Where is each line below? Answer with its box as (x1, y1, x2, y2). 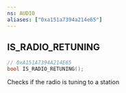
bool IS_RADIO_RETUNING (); (7, 66, 84, 73)
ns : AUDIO (7, 10, 36, 17)
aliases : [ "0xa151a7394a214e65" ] (7, 16, 103, 23)
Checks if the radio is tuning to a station (7, 78, 120, 86)
